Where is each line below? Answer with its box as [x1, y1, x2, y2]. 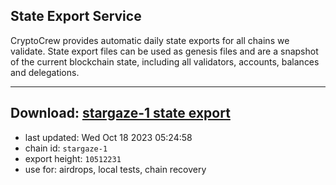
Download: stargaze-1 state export [10, 105, 231, 122]
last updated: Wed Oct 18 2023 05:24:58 [24, 131, 193, 143]
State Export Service [10, 8, 142, 25]
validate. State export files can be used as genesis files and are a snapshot [10, 45, 319, 57]
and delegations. [10, 66, 80, 78]
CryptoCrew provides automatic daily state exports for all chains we [10, 34, 290, 46]
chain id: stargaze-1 [24, 142, 108, 154]
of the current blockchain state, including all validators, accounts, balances [10, 55, 320, 68]
